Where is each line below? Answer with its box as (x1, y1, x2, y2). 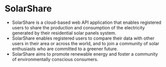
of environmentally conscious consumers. (11, 56, 98, 62)
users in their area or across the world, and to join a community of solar (11, 40, 159, 46)
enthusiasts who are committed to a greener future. (11, 46, 118, 52)
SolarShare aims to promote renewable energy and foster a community (11, 51, 158, 57)
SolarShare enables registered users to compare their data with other (11, 35, 154, 41)
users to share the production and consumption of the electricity (11, 24, 145, 30)
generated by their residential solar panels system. (11, 30, 116, 36)
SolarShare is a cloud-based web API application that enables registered (11, 19, 161, 25)
